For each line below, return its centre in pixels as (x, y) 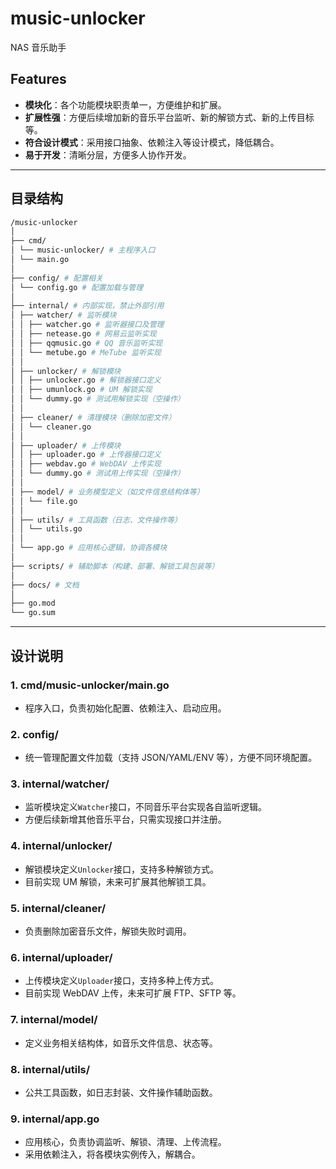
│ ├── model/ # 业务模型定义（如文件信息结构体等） (107, 492)
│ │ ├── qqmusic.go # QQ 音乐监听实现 (86, 343)
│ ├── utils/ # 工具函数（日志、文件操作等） (96, 520)
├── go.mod (33, 603)
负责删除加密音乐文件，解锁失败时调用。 (108, 931)
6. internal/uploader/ (61, 957)
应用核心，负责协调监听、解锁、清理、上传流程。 (125, 1142)
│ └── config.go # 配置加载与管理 (77, 287)
